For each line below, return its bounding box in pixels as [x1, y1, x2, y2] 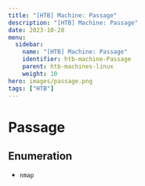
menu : [8, 33, 26, 42]
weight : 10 [22, 70, 58, 78]
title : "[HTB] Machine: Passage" [8, 11, 118, 20]
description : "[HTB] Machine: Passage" [8, 19, 139, 27]
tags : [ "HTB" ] [8, 84, 55, 93]
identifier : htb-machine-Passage [22, 56, 132, 64]
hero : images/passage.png [8, 77, 92, 85]
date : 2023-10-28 [8, 26, 65, 34]
